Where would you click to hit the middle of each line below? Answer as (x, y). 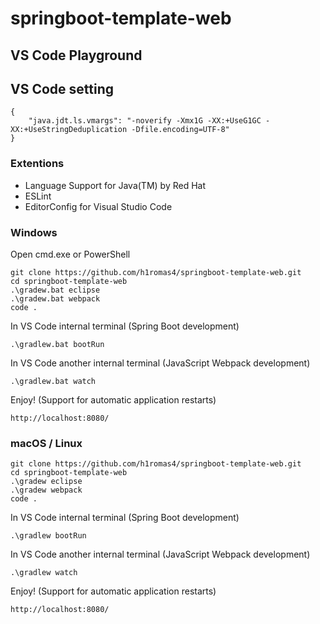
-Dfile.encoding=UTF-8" (180, 130)
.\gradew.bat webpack (55, 298)
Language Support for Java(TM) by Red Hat (115, 185)
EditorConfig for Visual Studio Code (98, 206)
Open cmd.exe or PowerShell (70, 254)
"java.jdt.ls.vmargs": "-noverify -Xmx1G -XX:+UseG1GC (145, 121)
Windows (34, 232)
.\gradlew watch (44, 573)
